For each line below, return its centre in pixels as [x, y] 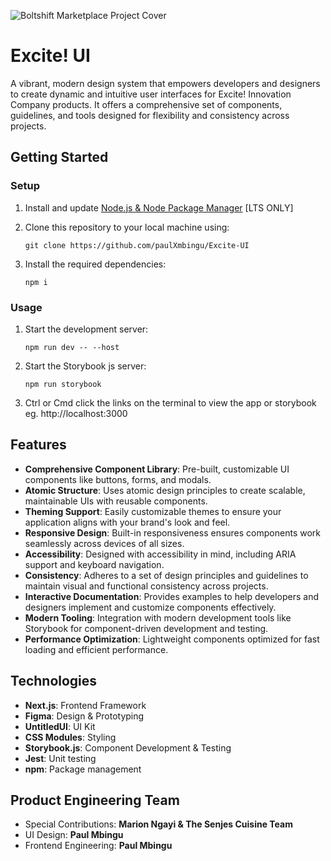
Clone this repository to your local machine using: [127, 227]
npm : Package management [83, 769]
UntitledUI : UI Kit [60, 726]
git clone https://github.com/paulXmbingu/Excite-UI [137, 245]
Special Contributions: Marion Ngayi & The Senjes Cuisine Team [158, 824]
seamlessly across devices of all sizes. [104, 543]
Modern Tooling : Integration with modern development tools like [158, 617]
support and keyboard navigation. [94, 564]
